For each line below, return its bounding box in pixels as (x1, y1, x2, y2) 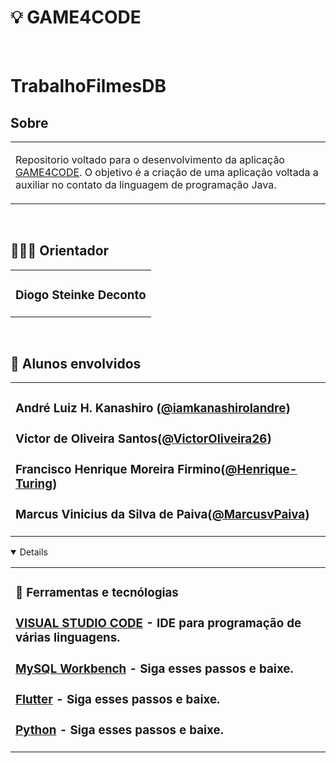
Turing (15, 476, 53, 492)
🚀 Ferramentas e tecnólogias (15, 585, 179, 601)
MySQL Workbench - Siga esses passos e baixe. (15, 661, 294, 676)
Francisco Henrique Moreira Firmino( (15, 462, 226, 478)
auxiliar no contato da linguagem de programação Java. (15, 177, 277, 191)
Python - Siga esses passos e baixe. (15, 722, 224, 738)
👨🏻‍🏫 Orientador (10, 242, 110, 260)
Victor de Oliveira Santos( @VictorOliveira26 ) (15, 431, 272, 446)
